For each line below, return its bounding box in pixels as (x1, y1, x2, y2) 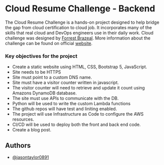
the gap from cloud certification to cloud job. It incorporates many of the (5, 24, 152, 30)
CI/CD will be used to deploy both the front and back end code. (12, 122, 141, 127)
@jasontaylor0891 (12, 154, 49, 161)
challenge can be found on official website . (5, 40, 93, 46)
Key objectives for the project (5, 52, 78, 59)
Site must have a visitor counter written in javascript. (12, 80, 119, 85)
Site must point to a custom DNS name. (12, 75, 92, 81)
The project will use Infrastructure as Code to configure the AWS (12, 111, 144, 117)
